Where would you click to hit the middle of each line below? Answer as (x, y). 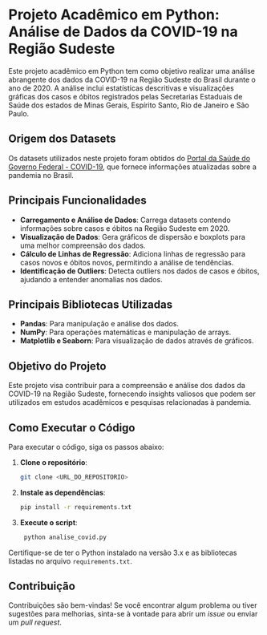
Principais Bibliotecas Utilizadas (91, 304)
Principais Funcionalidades (77, 201)
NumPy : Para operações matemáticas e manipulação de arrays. (125, 332)
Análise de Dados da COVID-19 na (123, 32)
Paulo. (19, 113)
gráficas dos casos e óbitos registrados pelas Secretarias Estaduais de (125, 96)
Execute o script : (49, 522)
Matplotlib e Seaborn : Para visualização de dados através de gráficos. (137, 341)
